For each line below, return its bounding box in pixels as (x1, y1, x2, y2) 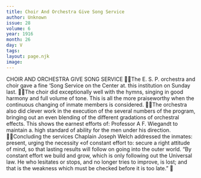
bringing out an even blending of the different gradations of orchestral (6, 113, 179, 120)
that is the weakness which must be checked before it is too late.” (6, 164, 169, 171)
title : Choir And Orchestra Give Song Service (6, 8, 125, 15)
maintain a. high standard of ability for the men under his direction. (6, 126, 171, 134)
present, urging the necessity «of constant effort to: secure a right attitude (6, 139, 190, 146)
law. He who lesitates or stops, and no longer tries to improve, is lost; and (6, 158, 188, 165)
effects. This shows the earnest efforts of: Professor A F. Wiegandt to (6, 120, 178, 127)
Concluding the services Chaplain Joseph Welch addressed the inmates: (13, 132, 193, 140)
